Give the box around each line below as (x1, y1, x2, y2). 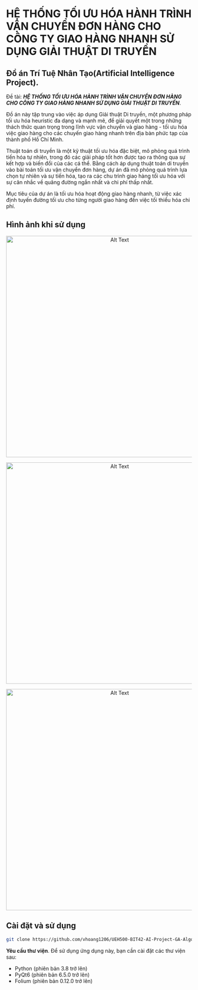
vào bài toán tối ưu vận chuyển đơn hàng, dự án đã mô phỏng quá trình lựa (6, 166, 187, 173)
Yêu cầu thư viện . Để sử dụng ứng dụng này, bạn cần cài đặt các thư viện (6, 947, 186, 954)
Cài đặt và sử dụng (6, 921, 77, 931)
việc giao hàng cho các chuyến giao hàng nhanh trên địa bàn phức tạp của (6, 130, 189, 136)
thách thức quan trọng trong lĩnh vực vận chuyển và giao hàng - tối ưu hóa (6, 123, 187, 130)
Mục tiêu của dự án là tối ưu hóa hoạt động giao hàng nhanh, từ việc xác (6, 190, 182, 197)
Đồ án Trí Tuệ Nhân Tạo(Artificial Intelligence (6, 68, 175, 78)
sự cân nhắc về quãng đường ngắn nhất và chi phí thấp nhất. (6, 179, 154, 185)
